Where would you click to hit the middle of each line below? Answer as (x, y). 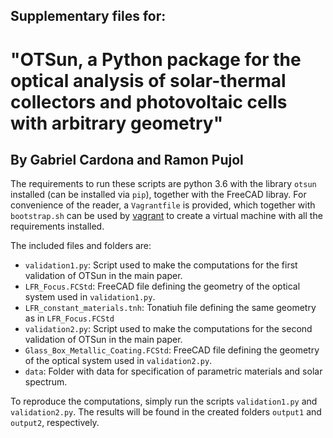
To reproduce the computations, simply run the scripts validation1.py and (164, 401)
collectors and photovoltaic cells (149, 101)
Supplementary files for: (88, 16)
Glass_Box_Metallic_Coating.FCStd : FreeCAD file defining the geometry (172, 350)
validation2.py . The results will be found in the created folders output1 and (166, 412)
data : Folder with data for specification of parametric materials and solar (173, 371)
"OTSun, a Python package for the (156, 59)
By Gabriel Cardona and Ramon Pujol (127, 159)
